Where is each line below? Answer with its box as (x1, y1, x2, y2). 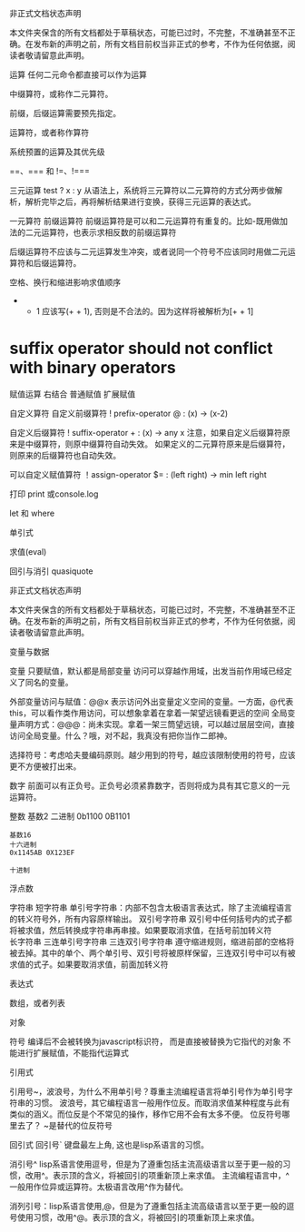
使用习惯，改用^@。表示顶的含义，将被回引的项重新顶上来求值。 (16, 1211, 260, 1223)
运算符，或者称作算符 (9, 127, 89, 138)
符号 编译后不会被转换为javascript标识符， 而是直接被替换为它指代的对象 (9, 1036, 281, 1047)
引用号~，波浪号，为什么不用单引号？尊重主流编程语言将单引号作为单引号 (9, 1086, 286, 1097)
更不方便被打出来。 (9, 761, 82, 772)
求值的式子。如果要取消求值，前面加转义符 (9, 959, 169, 970)
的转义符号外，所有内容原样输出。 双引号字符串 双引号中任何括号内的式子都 (9, 913, 292, 924)
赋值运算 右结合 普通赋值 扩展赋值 (9, 389, 136, 399)
